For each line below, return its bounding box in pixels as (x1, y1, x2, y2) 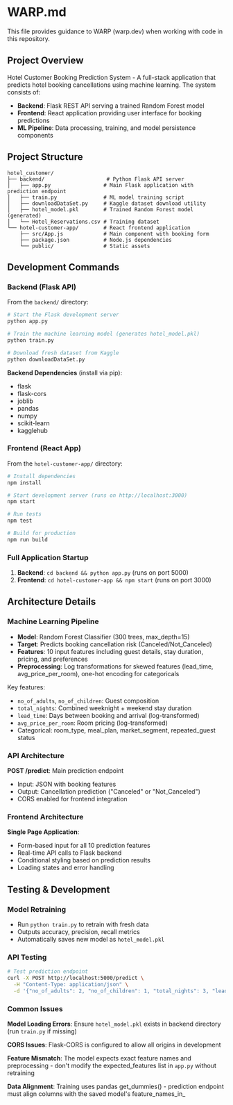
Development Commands (7, 261, 120, 273)
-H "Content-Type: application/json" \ (13, 981, 129, 988)
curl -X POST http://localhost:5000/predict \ (7, 974, 144, 982)
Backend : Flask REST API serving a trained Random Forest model (17, 101, 205, 110)
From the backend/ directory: (7, 298, 89, 306)
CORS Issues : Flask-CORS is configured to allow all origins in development (7, 1040, 221, 1049)
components (17, 131, 53, 139)
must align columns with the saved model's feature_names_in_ (7, 1090, 186, 1098)
